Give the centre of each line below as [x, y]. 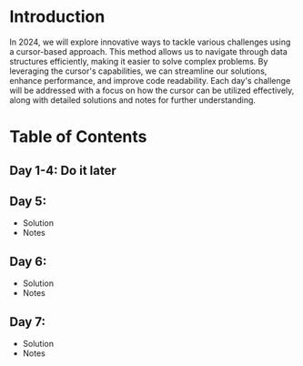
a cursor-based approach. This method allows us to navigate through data [149, 51]
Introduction [57, 17]
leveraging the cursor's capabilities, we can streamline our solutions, [138, 71]
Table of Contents [78, 137]
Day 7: [28, 322]
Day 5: [28, 201]
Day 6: [28, 261]
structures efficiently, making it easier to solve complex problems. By [139, 61]
